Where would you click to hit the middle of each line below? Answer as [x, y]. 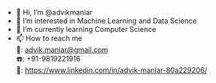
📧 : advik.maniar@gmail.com [62, 49]
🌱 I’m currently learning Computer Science [86, 29]
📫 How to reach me [49, 38]
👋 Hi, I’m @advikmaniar [54, 12]
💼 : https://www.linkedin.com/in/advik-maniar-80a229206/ [112, 70]
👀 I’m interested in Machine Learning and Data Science [106, 21]
